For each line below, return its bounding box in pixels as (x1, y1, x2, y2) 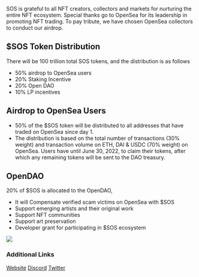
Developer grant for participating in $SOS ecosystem (14, 224, 146, 231)
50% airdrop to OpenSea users (14, 69, 92, 76)
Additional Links (6, 251, 55, 259)
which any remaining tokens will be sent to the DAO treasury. (14, 153, 165, 161)
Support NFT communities (14, 212, 80, 219)
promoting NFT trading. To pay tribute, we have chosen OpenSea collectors (6, 18, 193, 25)
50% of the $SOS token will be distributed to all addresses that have (14, 121, 184, 129)
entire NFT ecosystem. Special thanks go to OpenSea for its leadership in (6, 11, 188, 19)
